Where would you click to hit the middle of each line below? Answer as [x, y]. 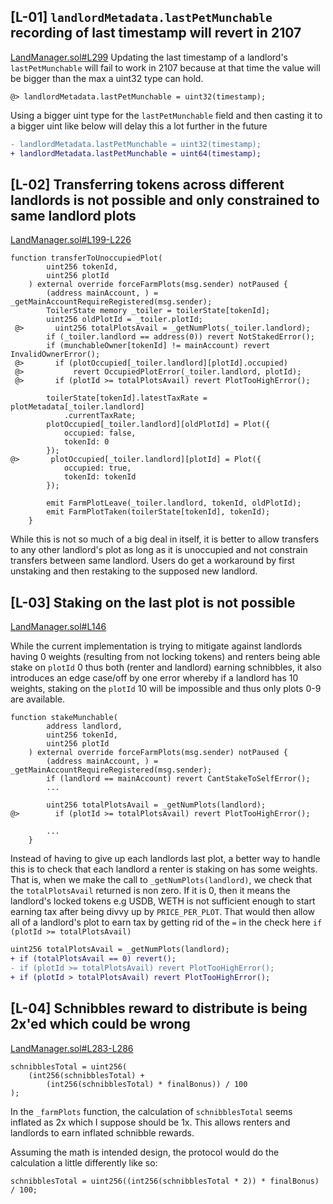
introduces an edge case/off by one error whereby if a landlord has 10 [154, 678]
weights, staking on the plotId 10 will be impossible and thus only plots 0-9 [166, 689]
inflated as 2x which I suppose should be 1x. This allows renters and [150, 1122]
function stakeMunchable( [64, 718]
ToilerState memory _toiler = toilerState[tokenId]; [158, 311]
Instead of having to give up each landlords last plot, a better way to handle [165, 859]
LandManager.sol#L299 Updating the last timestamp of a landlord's [149, 57]
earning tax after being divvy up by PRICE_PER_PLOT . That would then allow [163, 912]
